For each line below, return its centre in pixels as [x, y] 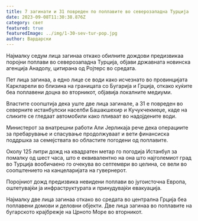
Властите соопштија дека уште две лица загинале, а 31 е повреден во [95, 103]
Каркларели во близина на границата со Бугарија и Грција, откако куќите [99, 86]
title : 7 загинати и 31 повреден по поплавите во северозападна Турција [98, 11]
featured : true [25, 28]
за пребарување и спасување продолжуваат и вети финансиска [88, 134]
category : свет [25, 22]
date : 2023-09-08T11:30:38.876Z [46, 17]
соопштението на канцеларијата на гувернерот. [66, 170]
